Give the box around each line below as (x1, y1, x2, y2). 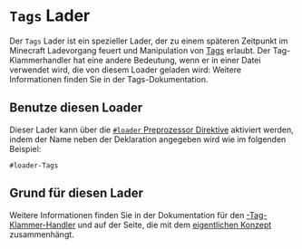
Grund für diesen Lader (9, 186, 143, 201)
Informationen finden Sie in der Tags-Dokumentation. (9, 73, 209, 84)
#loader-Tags (9, 160, 59, 170)
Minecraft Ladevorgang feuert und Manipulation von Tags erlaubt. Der (9, 44, 271, 55)
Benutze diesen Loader (9, 101, 143, 116)
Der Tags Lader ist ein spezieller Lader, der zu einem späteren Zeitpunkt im (9, 35, 288, 46)
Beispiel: (9, 143, 42, 154)
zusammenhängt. (9, 228, 74, 240)
